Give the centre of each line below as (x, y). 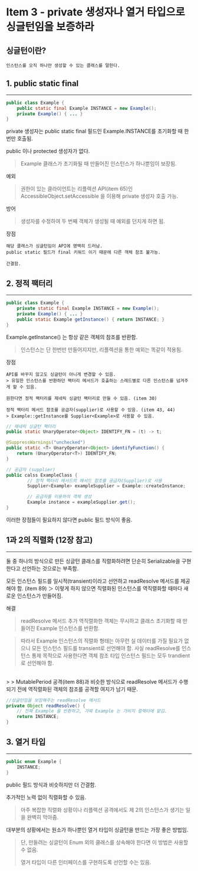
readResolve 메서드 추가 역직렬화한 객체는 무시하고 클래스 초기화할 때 (101, 621)
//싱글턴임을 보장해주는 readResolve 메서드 (54, 700)
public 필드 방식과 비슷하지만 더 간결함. (51, 784)
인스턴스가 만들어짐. (40, 596)
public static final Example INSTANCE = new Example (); (87, 108)
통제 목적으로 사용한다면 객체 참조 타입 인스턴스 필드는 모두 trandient (111, 655)
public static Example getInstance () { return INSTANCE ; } (91, 319)
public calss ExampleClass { (42, 475)
